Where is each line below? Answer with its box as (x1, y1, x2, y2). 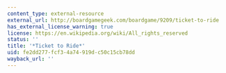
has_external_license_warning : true (7, 23, 113, 30)
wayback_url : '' (7, 56, 54, 63)
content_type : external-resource (7, 10, 104, 17)
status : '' (7, 36, 39, 43)
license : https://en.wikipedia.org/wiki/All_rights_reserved (7, 29, 188, 37)
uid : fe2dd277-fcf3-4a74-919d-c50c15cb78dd (7, 49, 136, 56)
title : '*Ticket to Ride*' (7, 42, 86, 49)
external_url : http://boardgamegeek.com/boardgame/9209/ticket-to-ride (7, 17, 219, 24)
